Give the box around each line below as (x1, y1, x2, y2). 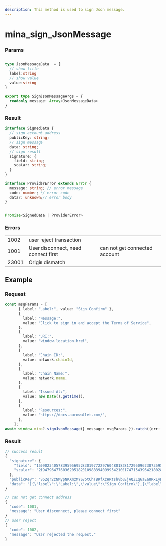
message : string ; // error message (9, 185, 83, 191)
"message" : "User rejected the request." (9, 532, 96, 537)
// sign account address (9, 131, 61, 136)
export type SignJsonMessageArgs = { (5, 94, 83, 99)
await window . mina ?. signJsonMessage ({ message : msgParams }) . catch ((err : (5, 426, 161, 431)
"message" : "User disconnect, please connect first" (9, 509, 121, 514)
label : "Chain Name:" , (23, 371, 70, 376)
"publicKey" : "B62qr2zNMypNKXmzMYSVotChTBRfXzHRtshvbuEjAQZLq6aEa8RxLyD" (9, 477, 165, 482)
